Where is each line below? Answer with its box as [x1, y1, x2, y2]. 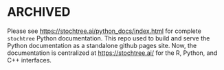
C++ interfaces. [7, 56, 52, 64]
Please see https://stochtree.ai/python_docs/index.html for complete [7, 27, 201, 35]
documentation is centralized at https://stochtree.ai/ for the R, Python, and [7, 49, 218, 57]
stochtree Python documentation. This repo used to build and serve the [7, 34, 210, 42]
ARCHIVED [7, 4, 71, 20]
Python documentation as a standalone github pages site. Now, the [7, 41, 197, 49]
